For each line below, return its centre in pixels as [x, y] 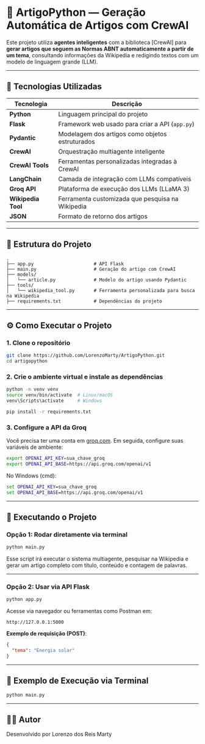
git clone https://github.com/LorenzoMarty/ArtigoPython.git [86, 356]
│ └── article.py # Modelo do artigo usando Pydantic [97, 280]
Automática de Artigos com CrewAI [98, 25]
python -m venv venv [33, 390]
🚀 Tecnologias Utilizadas [54, 87]
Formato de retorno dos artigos [103, 216]
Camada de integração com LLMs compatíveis [125, 179]
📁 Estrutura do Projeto [49, 244]
